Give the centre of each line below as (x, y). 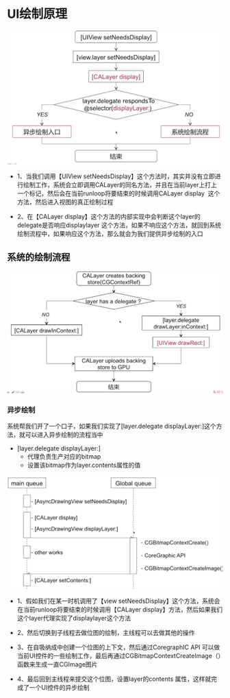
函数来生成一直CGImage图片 (57, 664)
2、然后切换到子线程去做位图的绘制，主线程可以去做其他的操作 (106, 632)
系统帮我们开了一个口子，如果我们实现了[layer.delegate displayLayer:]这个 (112, 426)
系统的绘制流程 (39, 257)
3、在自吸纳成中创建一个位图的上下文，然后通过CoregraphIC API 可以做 (118, 647)
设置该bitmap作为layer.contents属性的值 (84, 465)
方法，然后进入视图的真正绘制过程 (65, 202)
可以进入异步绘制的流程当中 (64, 435)
